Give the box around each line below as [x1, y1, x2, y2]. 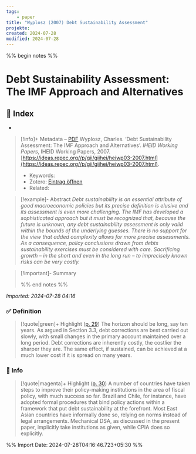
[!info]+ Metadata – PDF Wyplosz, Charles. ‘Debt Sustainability [20, 136, 172, 142]
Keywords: [29, 172, 55, 179]
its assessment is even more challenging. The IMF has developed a [20, 208, 184, 215]
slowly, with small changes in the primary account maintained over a [20, 333, 186, 340]
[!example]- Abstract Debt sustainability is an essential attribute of [20, 196, 183, 203]
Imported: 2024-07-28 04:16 [6, 292, 76, 299]
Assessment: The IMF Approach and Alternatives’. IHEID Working [20, 142, 178, 149]
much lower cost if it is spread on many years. [20, 352, 132, 359]
